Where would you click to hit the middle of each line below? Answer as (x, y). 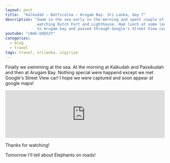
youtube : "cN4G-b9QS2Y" (30, 34)
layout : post (19, 10)
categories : (18, 39)
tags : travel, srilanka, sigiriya (42, 52)
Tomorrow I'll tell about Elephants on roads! (51, 155)
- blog (17, 43)
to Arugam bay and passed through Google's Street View (97, 29)
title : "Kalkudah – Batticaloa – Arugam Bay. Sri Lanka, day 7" (75, 15)
